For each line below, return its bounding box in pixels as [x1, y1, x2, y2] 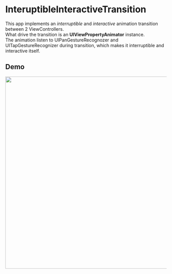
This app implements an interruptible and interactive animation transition [5, 20, 158, 27]
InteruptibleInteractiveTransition [5, 4, 147, 15]
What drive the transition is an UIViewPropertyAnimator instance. [5, 31, 145, 37]
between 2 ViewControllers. [5, 26, 64, 32]
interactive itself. [5, 48, 40, 54]
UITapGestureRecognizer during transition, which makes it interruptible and [5, 42, 164, 48]
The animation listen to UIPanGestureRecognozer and [5, 37, 119, 43]
